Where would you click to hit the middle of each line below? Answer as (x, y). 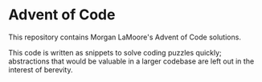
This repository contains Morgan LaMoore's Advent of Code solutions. (125, 37)
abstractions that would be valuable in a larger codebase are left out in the (131, 61)
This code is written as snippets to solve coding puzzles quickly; (115, 52)
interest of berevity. (41, 69)
